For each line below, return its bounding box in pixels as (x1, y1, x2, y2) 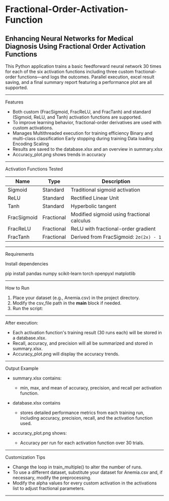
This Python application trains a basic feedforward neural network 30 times (5, 63, 162, 69)
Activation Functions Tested (5, 166, 63, 172)
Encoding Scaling (12, 141, 49, 147)
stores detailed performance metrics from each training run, (20, 410, 145, 416)
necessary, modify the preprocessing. (12, 475, 92, 480)
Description (102, 178, 131, 184)
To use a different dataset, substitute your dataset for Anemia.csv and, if (12, 469, 163, 475)
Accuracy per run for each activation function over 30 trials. (20, 440, 144, 446)
